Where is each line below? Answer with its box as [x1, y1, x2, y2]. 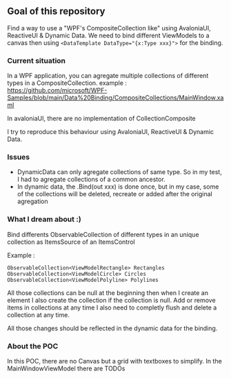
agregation [17, 197, 48, 206]
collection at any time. [7, 310, 70, 319]
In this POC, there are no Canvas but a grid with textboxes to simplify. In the [7, 357, 222, 365]
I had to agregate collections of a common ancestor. [17, 176, 165, 184]
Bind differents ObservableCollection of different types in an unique [7, 230, 199, 238]
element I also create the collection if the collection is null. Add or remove [7, 296, 216, 304]
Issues [7, 152, 30, 162]
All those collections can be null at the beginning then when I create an [7, 288, 209, 296]
